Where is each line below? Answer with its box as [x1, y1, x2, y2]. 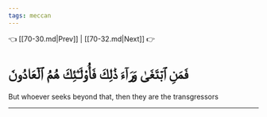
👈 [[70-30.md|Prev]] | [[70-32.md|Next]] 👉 [8, 33, 156, 44]
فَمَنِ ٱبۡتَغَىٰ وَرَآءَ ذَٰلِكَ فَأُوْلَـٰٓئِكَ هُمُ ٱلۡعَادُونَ [8, 64, 189, 83]
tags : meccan [8, 11, 52, 20]
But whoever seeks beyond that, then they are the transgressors [8, 92, 219, 101]
